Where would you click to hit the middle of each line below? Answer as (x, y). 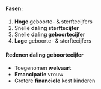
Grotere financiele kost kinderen (55, 81)
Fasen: (14, 8)
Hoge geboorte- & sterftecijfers (53, 22)
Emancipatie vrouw (39, 75)
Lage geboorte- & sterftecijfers (53, 41)
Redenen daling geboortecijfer (44, 55)
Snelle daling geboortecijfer (50, 35)
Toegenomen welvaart (43, 68)
